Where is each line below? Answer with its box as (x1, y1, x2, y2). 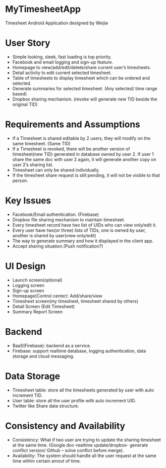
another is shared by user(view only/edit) (12, 232, 97, 238)
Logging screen (12, 282, 45, 288)
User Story (5, 37, 51, 49)
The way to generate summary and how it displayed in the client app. (12, 238, 154, 244)
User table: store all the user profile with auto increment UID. (12, 397, 136, 403)
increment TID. (12, 392, 43, 398)
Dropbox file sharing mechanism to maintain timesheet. (12, 216, 125, 222)
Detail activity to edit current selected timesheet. (12, 70, 112, 76)
